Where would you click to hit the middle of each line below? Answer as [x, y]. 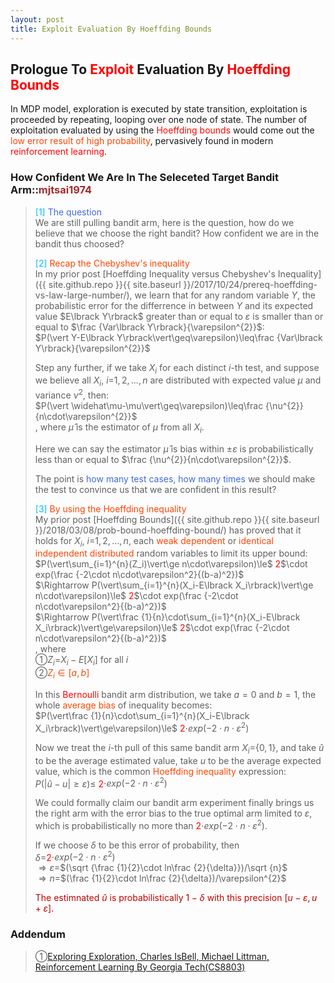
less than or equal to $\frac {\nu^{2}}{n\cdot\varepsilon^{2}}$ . [163, 459]
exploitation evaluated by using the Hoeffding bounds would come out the [162, 130]
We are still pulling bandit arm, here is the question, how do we [164, 222]
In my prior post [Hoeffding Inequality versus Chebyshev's [155, 273]
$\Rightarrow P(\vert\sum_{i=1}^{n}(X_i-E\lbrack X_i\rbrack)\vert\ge [174, 585]
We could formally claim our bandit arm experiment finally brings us [174, 803]
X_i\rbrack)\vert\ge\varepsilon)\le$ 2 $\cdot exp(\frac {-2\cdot [162, 628]
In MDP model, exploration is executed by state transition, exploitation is [159, 109]
